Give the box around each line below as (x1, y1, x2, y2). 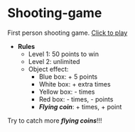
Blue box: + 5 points (38, 72, 98, 81)
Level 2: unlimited (28, 57, 80, 65)
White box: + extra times (38, 79, 112, 88)
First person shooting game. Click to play (7, 28, 128, 37)
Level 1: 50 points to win (28, 50, 99, 58)
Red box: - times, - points (38, 94, 114, 104)
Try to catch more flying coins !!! (7, 116, 102, 125)
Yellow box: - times (38, 87, 95, 96)
